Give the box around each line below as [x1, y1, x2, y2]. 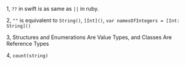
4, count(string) [6, 52, 49, 59]
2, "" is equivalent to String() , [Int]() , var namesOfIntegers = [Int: [6, 17, 180, 23]
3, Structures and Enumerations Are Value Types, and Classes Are [6, 34, 172, 41]
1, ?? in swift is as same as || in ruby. [6, 5, 99, 12]
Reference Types [6, 40, 49, 47]
